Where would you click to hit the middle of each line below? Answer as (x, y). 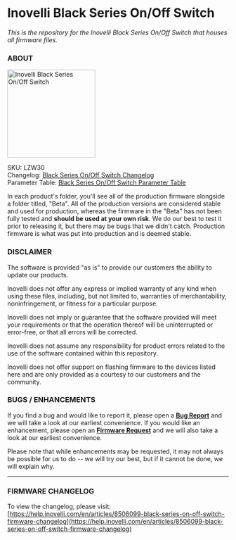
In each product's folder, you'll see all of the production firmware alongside (116, 196)
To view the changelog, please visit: (59, 507)
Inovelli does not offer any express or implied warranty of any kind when (112, 288)
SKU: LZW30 (26, 168)
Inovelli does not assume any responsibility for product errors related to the (116, 346)
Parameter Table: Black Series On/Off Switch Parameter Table (97, 183)
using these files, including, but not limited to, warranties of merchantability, (117, 296)
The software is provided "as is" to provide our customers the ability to (110, 267)
